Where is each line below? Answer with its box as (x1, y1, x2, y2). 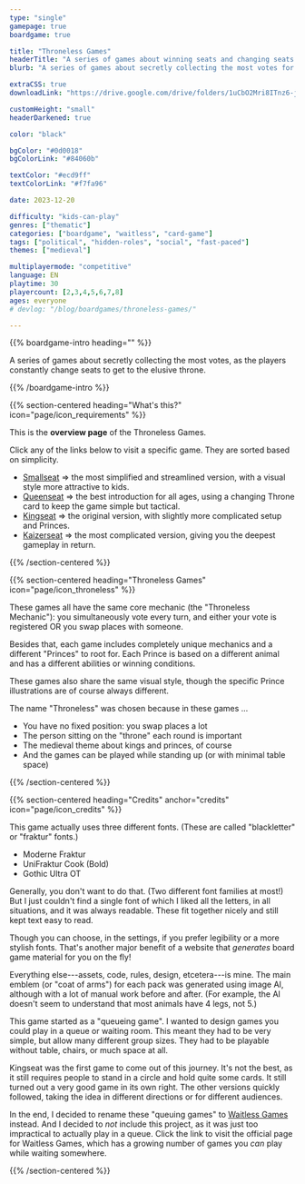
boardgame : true (9, 30, 71, 39)
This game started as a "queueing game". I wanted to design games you (9, 1016, 280, 1027)
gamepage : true (9, 22, 67, 31)
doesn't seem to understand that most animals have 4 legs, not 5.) (9, 999, 257, 1010)
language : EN (9, 271, 59, 280)
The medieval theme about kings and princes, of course (22, 740, 232, 751)
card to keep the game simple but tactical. (22, 501, 181, 512)
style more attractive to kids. (22, 482, 130, 493)
